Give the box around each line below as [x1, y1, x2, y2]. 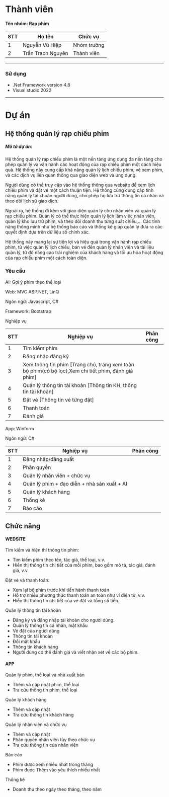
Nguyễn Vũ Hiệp [22, 42, 62, 49]
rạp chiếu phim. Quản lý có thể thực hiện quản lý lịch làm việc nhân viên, [5, 213, 156, 219]
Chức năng [5, 522, 41, 530]
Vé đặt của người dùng [12, 628, 60, 634]
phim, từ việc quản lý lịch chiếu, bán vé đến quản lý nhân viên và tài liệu [5, 244, 154, 250]
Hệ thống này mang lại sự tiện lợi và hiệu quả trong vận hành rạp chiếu [5, 239, 152, 245]
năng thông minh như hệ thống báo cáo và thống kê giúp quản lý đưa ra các [5, 224, 163, 230]
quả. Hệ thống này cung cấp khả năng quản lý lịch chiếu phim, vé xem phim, [5, 167, 163, 173]
